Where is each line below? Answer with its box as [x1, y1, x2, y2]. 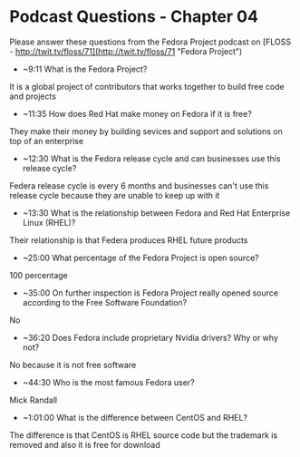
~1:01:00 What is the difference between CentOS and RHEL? [22, 412, 247, 423]
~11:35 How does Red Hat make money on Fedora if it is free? [22, 108, 252, 119]
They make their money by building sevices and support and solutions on [9, 125, 283, 137]
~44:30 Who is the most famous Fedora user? [22, 376, 195, 387]
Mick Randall [9, 394, 57, 405]
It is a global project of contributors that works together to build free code [9, 81, 285, 92]
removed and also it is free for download [9, 439, 160, 450]
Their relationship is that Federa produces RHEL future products [9, 234, 248, 246]
